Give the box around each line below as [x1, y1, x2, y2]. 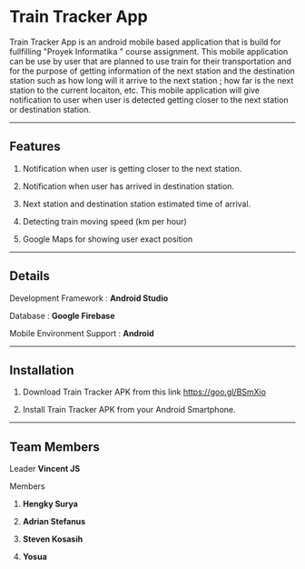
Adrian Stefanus [22, 516, 86, 527]
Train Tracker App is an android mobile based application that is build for [9, 36, 281, 47]
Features [9, 139, 61, 155]
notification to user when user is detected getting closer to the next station [9, 94, 289, 105]
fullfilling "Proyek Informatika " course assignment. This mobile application [9, 45, 289, 56]
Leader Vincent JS [9, 464, 81, 474]
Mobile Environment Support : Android [9, 327, 154, 338]
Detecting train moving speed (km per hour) [22, 215, 188, 226]
